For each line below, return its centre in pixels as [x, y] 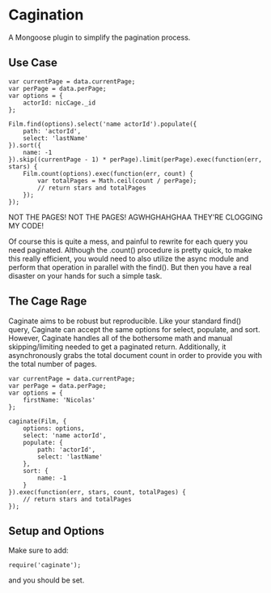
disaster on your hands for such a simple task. [85, 275]
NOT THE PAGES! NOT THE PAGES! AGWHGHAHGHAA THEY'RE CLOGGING [136, 217]
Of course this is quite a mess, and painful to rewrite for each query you [128, 241]
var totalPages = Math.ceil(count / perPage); [117, 181]
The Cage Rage [48, 301]
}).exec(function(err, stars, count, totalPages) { [97, 492]
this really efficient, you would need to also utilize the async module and [129, 258]
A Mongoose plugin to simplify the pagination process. [100, 37]
